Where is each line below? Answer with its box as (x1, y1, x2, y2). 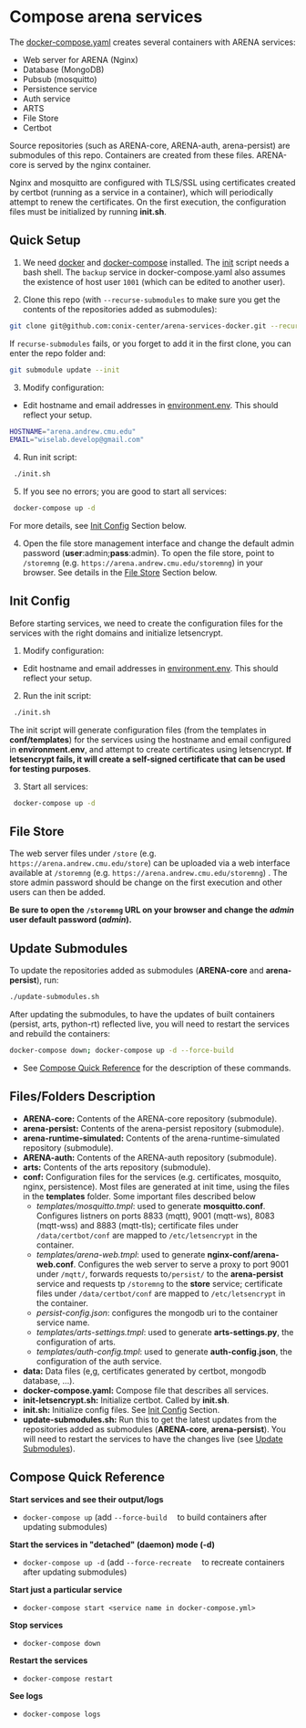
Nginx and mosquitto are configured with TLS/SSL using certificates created (9, 176, 296, 188)
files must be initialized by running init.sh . (9, 205, 167, 216)
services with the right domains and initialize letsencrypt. (9, 627, 223, 638)
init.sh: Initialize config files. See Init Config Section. (22, 1404, 220, 1415)
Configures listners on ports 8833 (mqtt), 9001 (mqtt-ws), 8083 (36, 1210, 275, 1221)
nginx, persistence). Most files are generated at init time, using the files (22, 1181, 290, 1192)
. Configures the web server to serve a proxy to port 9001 (73, 1259, 290, 1270)
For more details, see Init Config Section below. (9, 521, 187, 531)
